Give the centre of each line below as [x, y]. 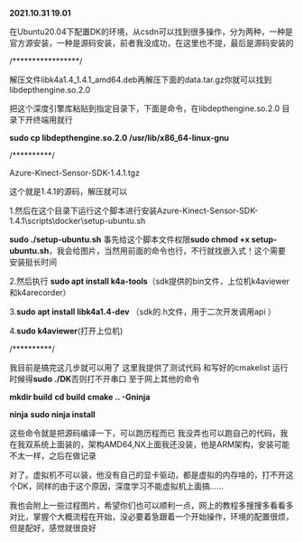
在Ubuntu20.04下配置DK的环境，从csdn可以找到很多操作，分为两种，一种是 [151, 32]
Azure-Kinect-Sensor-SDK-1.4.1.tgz [74, 173]
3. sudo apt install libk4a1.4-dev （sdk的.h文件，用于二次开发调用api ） [143, 312]
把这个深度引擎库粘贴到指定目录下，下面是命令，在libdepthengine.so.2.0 [145, 108]
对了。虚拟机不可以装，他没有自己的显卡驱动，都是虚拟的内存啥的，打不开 [147, 475]
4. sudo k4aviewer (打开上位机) [66, 331]
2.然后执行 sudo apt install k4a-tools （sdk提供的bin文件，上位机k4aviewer [150, 281]
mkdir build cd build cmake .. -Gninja [80, 397]
